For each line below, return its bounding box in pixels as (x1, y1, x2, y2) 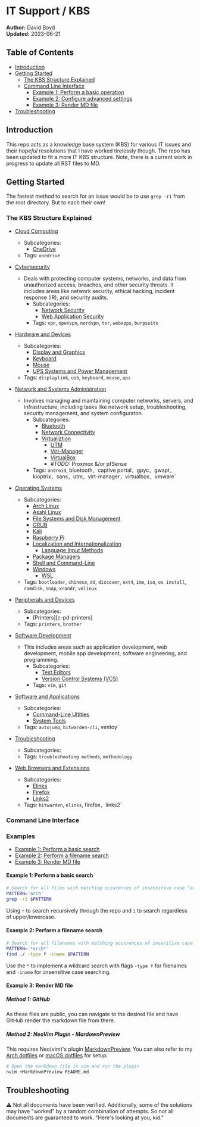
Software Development (14, 631, 71, 639)
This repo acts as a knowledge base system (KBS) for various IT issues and (6, 141, 192, 148)
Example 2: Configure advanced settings (32, 95, 133, 102)
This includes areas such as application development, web (23, 643, 168, 650)
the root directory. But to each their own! (6, 199, 106, 206)
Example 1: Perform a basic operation (32, 88, 124, 96)
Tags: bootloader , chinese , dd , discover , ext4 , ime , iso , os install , (23, 578, 186, 585)
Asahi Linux (32, 508, 61, 516)
